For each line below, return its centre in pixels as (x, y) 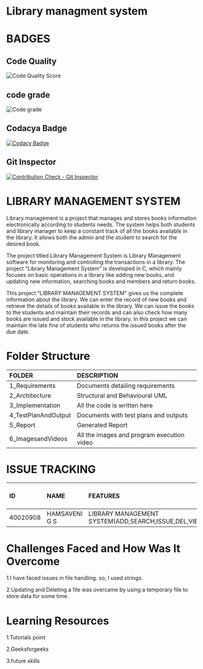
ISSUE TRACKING (51, 469)
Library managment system (77, 11)
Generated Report (102, 425)
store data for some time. (38, 596)
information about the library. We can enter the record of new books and (96, 299)
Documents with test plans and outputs (133, 415)
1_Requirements (33, 385)
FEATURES (104, 496)
